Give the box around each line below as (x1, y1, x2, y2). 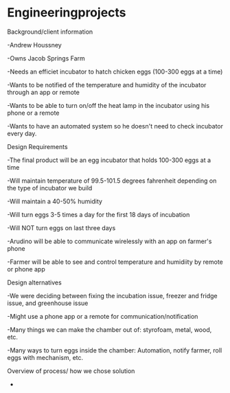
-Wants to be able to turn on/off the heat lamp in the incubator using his (7, 101, 210, 109)
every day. (7, 129, 37, 137)
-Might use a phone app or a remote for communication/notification (7, 312, 198, 320)
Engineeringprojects (7, 5, 126, 21)
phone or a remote (7, 109, 60, 117)
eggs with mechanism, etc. (7, 353, 84, 361)
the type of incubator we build (7, 183, 93, 192)
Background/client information (7, 27, 93, 36)
